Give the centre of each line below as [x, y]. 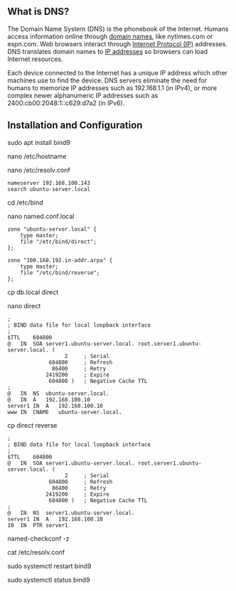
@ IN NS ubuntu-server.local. [59, 394]
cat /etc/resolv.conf [36, 552]
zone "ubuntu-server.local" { [52, 229]
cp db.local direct [33, 292]
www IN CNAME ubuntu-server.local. [65, 412]
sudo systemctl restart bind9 [49, 566]
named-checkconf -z [38, 538]
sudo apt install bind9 [39, 142]
